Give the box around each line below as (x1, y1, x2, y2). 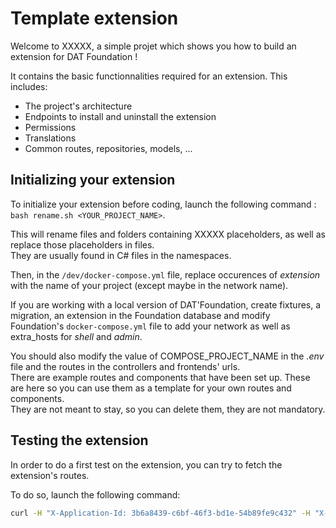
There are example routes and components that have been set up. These (10, 371, 311, 383)
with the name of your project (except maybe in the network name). (10, 279, 289, 291)
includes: (10, 80, 48, 92)
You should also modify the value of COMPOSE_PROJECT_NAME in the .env (10, 350, 325, 362)
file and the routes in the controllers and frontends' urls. (10, 360, 241, 372)
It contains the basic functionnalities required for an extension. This (10, 70, 288, 82)
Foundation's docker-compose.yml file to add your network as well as (10, 320, 291, 332)
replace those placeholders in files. (10, 238, 155, 251)
